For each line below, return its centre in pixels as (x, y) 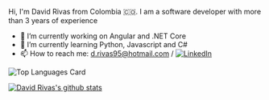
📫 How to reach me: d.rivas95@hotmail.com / (97, 54)
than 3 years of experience (53, 20)
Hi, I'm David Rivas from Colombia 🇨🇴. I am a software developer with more (135, 12)
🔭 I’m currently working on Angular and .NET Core (103, 36)
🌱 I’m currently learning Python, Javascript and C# (103, 44)
